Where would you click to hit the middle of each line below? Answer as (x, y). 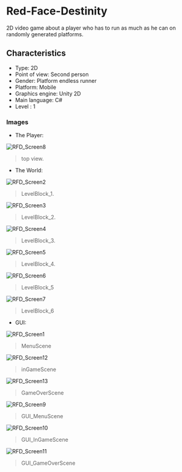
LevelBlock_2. (38, 217)
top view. (32, 159)
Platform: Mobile (35, 87)
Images (18, 122)
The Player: (29, 135)
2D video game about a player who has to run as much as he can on (91, 28)
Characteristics (36, 53)
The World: (29, 170)
